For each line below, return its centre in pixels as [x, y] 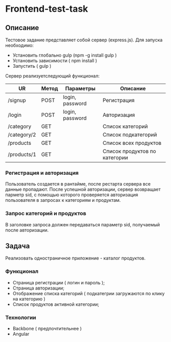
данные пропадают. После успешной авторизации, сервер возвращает [83, 190]
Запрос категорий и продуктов [46, 214]
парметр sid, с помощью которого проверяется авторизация [72, 195]
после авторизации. [27, 230]
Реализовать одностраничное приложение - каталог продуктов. [76, 258]
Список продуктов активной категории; [56, 304]
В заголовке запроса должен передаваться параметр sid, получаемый [83, 224]
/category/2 [22, 135]
